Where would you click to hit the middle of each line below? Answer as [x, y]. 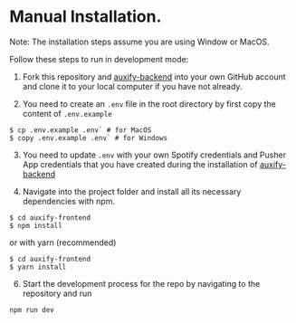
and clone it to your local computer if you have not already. [132, 86]
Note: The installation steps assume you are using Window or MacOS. [139, 42]
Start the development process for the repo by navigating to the [141, 283]
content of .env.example [67, 113]
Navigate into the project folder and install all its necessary [132, 191]
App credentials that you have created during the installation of [140, 164]
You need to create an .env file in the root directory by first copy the [149, 104]
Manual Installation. [86, 17]
